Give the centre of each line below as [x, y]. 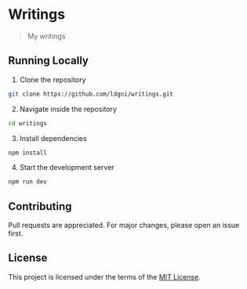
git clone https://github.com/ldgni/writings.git [91, 94]
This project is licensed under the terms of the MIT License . [105, 276]
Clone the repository [53, 79]
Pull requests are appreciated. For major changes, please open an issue [124, 226]
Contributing [40, 206]
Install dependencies [53, 138]
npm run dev [27, 182]
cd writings [27, 123]
